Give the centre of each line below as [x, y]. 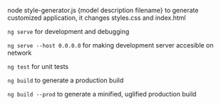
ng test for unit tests [38, 66]
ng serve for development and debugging [68, 32]
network [20, 53]
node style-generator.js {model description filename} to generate [103, 10]
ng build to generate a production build [66, 80]
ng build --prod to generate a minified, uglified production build [102, 94]
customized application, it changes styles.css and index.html [97, 18]
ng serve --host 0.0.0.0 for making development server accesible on [110, 45]
